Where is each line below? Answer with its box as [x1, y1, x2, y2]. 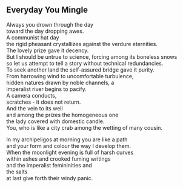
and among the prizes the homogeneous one [6, 111, 119, 118]
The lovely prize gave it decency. [6, 47, 89, 54]
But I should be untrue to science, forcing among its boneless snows [6, 53, 178, 60]
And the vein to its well [6, 104, 63, 112]
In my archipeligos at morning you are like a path [6, 136, 128, 143]
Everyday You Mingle [6, 5, 88, 15]
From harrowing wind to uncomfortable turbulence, [6, 72, 134, 79]
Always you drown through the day [6, 21, 94, 28]
